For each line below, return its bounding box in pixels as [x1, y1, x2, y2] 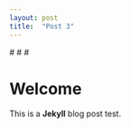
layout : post [9, 13, 59, 23]
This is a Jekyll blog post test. [9, 108, 122, 119]
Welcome [9, 78, 82, 99]
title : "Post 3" [9, 22, 75, 31]
